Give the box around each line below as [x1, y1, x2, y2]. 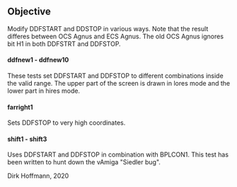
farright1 [7, 103, 33, 111]
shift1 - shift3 [7, 135, 47, 143]
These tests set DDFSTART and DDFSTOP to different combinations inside [7, 72, 224, 80]
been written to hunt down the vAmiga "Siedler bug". [7, 158, 161, 166]
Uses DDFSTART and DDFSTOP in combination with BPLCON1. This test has [7, 150, 229, 159]
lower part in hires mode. [7, 86, 80, 95]
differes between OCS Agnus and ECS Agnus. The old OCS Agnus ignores [7, 32, 224, 40]
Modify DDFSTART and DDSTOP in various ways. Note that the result [7, 24, 209, 33]
